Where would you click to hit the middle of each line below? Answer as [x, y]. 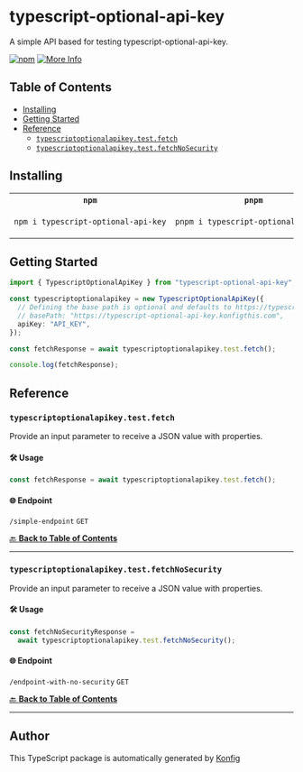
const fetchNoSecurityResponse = [72, 632]
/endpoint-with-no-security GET [69, 682]
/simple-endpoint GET [49, 522]
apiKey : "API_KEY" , [54, 324]
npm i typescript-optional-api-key [90, 221]
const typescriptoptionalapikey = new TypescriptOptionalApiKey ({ [137, 299]
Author [29, 736]
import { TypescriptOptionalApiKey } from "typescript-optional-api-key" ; [153, 283]
